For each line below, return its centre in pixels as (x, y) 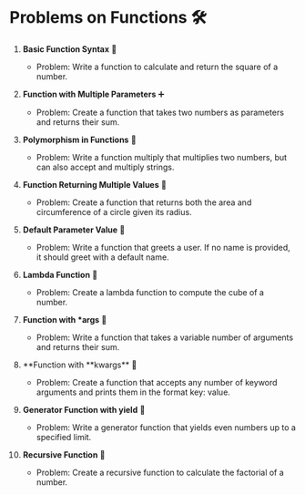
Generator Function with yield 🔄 (84, 409)
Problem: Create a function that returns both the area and (144, 202)
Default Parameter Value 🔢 (74, 230)
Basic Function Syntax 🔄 (70, 49)
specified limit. (64, 437)
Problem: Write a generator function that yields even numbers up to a (166, 427)
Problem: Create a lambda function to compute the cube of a (150, 292)
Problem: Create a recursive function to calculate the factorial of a (160, 472)
